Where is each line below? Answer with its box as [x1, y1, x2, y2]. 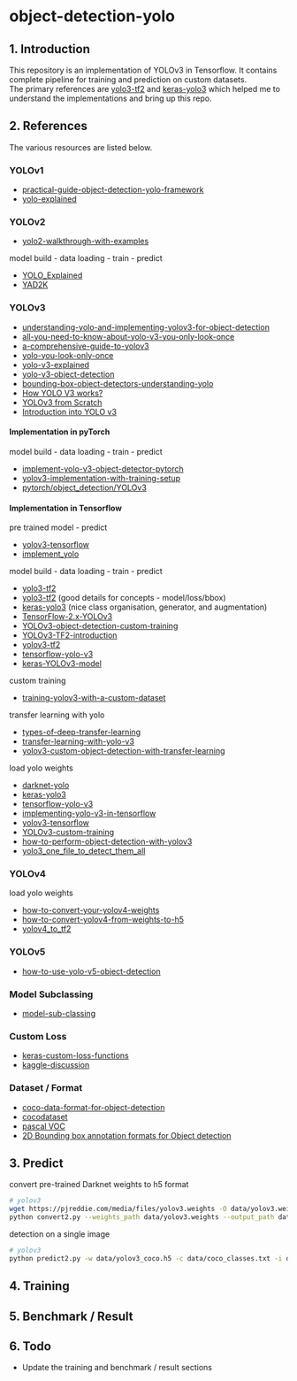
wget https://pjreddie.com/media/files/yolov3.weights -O [9, 1205, 227, 1214]
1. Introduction [9, 42, 90, 57]
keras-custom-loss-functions [21, 1050, 130, 1061]
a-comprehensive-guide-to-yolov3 [21, 341, 149, 351]
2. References [9, 119, 88, 134]
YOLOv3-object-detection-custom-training [21, 621, 179, 632]
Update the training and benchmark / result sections [21, 1362, 212, 1373]
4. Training [9, 1278, 70, 1293]
